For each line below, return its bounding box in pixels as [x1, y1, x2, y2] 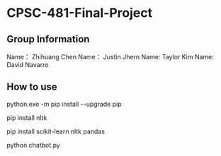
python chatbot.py [6, 140, 61, 149]
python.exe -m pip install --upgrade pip [6, 100, 122, 108]
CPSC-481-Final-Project [6, 5, 153, 21]
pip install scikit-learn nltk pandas [6, 127, 106, 136]
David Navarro [6, 61, 49, 68]
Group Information [6, 33, 90, 45]
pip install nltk [6, 113, 47, 121]
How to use [6, 81, 57, 93]
